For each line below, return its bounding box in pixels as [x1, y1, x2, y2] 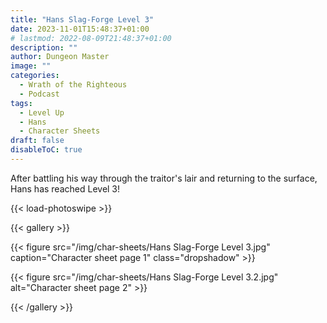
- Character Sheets [19, 126, 101, 136]
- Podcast [19, 89, 60, 99]
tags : [10, 98, 33, 108]
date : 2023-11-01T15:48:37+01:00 [10, 24, 150, 34]
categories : [10, 71, 60, 81]
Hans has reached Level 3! [10, 182, 121, 195]
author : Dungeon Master [10, 52, 110, 62]
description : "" [10, 42, 78, 53]
